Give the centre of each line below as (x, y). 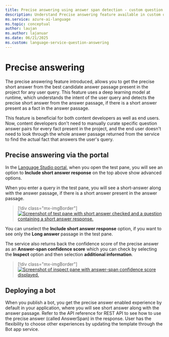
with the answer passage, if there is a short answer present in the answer (81, 193)
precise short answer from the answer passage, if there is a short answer (81, 103)
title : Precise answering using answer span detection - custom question (84, 10)
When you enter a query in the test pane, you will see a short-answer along (83, 188)
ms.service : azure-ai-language (38, 19)
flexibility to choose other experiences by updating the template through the (84, 324)
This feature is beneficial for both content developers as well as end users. (82, 118)
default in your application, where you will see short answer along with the (82, 308)
